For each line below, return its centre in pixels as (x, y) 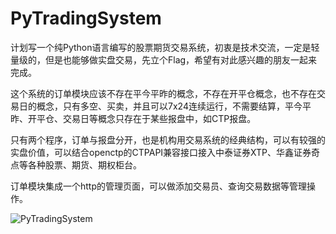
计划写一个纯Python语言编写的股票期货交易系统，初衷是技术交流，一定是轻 (165, 47)
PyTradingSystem (86, 18)
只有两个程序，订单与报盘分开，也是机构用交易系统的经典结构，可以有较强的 (168, 139)
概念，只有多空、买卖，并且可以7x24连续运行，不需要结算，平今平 (174, 106)
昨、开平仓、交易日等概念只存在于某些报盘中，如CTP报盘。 (133, 118)
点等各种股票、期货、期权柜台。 (76, 164)
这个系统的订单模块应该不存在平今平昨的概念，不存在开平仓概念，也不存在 (163, 93)
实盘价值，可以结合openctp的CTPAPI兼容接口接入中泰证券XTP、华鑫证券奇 (165, 152)
